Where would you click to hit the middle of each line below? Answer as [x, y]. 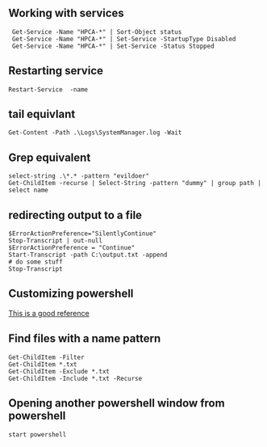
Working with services [67, 13]
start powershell [38, 434]
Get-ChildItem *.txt [43, 364]
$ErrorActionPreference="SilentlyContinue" [83, 234]
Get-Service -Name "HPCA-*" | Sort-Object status [97, 32]
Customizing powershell [71, 294]
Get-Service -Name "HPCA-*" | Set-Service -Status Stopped [113, 46]
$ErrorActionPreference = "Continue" [72, 248]
